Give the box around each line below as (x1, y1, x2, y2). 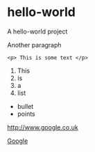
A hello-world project (7, 27, 68, 36)
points (17, 109, 36, 118)
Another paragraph (7, 40, 62, 49)
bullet (17, 102, 34, 110)
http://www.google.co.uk (7, 123, 78, 131)
